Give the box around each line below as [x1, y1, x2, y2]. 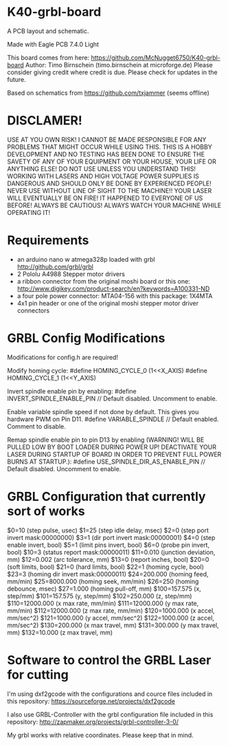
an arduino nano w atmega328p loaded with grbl [16, 255, 156, 263]
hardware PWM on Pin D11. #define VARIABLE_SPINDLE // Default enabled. [7, 415, 219, 423]
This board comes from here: [7, 53, 90, 62]
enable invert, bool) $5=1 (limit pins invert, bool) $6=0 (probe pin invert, [7, 541, 210, 549]
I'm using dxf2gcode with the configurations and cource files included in [7, 690, 213, 698]
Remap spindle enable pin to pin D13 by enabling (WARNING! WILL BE [7, 436, 205, 444]
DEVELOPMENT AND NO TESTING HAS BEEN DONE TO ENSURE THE [7, 150, 205, 158]
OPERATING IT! [7, 208, 51, 216]
